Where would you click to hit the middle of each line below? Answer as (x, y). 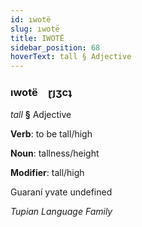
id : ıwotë (31, 19)
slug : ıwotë (35, 29)
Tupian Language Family (61, 212)
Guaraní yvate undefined (61, 192)
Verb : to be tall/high (51, 134)
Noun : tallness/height (55, 153)
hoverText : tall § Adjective (71, 57)
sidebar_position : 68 (55, 47)
